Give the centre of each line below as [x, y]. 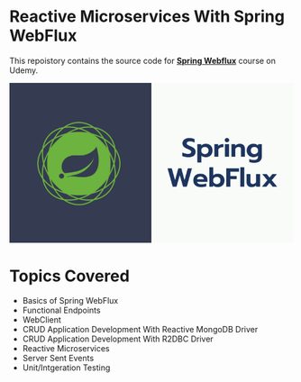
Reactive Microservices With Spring [147, 17]
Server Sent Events [58, 359]
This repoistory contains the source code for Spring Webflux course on [143, 60]
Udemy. [24, 70]
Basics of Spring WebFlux [70, 301]
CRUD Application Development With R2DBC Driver [118, 339]
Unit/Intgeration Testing [66, 368]
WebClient [41, 320]
